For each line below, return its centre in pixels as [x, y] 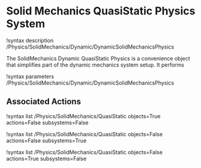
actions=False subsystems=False [47, 122]
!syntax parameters [30, 76]
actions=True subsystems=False [46, 158]
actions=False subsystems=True [46, 140]
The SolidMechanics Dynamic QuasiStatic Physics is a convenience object [98, 58]
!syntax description [30, 40]
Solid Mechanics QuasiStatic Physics [101, 11]
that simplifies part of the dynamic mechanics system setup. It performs [95, 65]
